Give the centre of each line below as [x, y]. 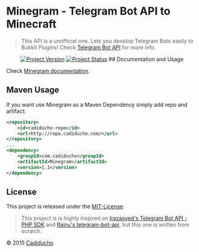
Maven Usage [33, 90]
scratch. [32, 231]
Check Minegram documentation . [48, 70]
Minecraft [31, 24]
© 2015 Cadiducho [30, 243]
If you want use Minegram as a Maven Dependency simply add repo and [97, 104]
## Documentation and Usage [146, 59]
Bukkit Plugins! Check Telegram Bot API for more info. [88, 47]
